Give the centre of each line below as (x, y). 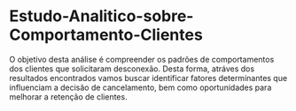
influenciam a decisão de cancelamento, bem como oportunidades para (140, 87)
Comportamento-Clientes (106, 35)
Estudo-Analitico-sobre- (101, 16)
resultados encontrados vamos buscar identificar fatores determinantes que (148, 78)
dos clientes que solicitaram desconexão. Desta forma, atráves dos (132, 69)
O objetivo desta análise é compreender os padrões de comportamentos (142, 59)
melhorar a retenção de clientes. (68, 96)
